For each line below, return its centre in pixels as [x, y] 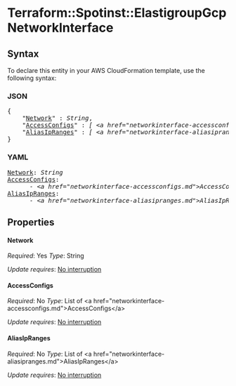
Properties [31, 222]
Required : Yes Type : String [46, 256]
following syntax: [32, 78]
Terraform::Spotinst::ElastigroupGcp [117, 13]
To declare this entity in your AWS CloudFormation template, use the [106, 71]
